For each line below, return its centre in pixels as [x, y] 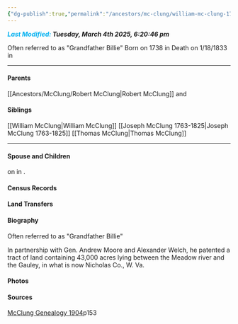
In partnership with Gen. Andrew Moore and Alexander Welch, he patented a [119, 250]
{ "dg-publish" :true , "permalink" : [57, 14]
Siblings [19, 110]
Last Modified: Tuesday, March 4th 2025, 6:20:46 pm [89, 34]
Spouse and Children [39, 156]
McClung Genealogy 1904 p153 [52, 313]
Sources [20, 297]
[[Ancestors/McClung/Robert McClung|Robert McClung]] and [97, 93]
